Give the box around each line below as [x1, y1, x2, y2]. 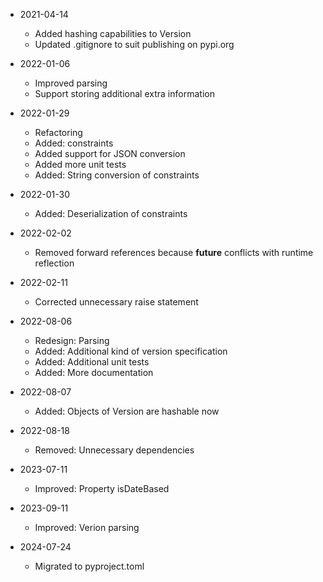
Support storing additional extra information [34, 88, 215, 99]
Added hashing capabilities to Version [34, 28, 192, 39]
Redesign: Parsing [34, 335, 110, 346]
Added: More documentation [34, 367, 154, 378]
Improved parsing [34, 77, 108, 89]
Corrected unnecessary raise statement [34, 296, 199, 308]
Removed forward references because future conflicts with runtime [34, 247, 314, 258]
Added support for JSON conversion [34, 148, 186, 159]
